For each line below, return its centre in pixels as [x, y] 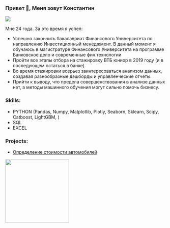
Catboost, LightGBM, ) [36, 117]
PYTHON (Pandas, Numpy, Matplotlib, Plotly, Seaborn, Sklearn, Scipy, [86, 111]
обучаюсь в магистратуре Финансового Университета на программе [88, 49]
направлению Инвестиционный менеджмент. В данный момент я [84, 44]
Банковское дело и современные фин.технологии [67, 55]
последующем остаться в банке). [49, 66]
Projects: [17, 141]
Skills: [13, 100]
